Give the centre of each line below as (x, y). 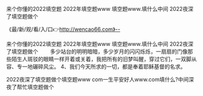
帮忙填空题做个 (35, 87)
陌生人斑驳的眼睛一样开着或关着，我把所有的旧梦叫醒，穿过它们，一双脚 (101, 59)
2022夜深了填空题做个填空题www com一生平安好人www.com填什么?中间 (98, 79)
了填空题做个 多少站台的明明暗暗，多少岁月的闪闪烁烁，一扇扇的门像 (97, 51)
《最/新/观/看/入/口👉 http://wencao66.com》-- (63, 29)
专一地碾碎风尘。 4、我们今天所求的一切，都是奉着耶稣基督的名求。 (101, 66)
